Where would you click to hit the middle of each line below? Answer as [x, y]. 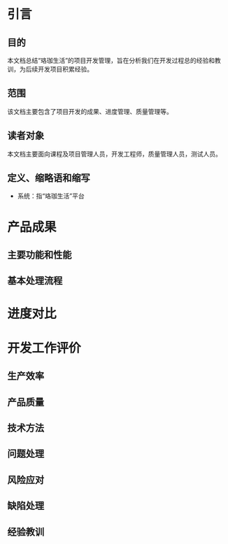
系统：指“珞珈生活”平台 [51, 196]
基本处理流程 [35, 281]
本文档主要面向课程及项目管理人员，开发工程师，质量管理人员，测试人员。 [114, 154]
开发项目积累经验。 [65, 69]
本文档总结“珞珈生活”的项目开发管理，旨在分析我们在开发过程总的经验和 [111, 60]
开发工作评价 [44, 348]
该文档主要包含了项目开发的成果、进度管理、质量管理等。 [90, 111]
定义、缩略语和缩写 [49, 178]
